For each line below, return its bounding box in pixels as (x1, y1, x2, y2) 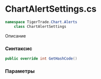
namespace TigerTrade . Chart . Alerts (5, 20, 78, 24)
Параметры (5, 67, 35, 74)
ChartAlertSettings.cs (5, 3, 97, 15)
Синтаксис (5, 45, 33, 52)
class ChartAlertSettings (14, 24, 67, 29)
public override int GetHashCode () (5, 56, 78, 61)
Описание (5, 33, 26, 39)
